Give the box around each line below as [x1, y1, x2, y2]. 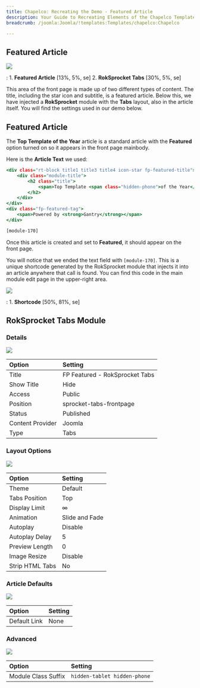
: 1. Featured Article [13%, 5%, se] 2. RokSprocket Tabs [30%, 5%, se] [6, 74, 182, 81]
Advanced [6, 634, 37, 643]
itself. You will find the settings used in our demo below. [6, 105, 143, 112]
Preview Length [9, 542, 53, 550]
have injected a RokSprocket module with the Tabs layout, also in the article [6, 98, 193, 106]
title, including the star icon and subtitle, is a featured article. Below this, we [6, 92, 192, 99]
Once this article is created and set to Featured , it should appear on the [6, 238, 182, 246]
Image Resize [9, 552, 47, 560]
